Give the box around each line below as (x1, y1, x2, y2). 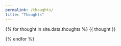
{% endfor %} (5, 36, 35, 42)
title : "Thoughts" (5, 12, 44, 17)
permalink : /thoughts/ (5, 7, 54, 13)
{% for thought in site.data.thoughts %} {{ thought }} (5, 26, 116, 32)
